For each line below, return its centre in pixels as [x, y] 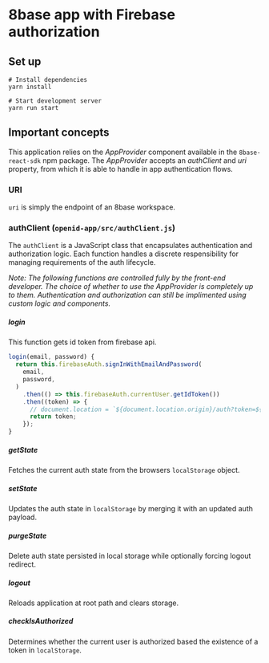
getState [23, 449]
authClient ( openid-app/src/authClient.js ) [92, 228]
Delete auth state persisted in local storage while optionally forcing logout [130, 555]
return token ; [53, 417]
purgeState [28, 535]
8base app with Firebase [92, 15]
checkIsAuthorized [41, 621]
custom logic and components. [59, 303]
